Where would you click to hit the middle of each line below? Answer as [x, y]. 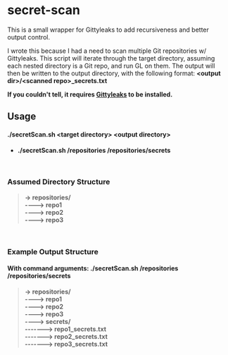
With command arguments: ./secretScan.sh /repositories [93, 268]
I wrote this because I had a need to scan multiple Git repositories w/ [107, 51]
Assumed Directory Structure [59, 182]
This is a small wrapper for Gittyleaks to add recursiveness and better [108, 30]
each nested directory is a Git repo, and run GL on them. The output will [111, 66]
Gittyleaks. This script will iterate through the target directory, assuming [111, 58]
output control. [29, 37]
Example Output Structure [53, 251]
